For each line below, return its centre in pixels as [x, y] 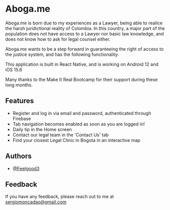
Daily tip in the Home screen [42, 129]
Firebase [22, 118]
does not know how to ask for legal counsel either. [58, 39]
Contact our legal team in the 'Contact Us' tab [61, 135]
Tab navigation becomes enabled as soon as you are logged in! [79, 124]
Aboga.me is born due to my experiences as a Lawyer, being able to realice [84, 23]
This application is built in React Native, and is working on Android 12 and [82, 64]
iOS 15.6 [14, 70]
